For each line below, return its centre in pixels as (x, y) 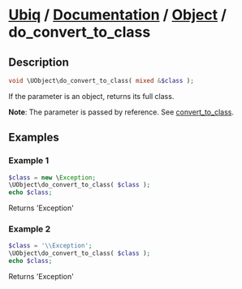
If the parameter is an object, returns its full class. (91, 96)
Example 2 (30, 229)
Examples (34, 138)
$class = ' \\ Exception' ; (50, 246)
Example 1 (29, 161)
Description (39, 62)
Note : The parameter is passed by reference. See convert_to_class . (121, 112)
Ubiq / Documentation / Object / (118, 15)
